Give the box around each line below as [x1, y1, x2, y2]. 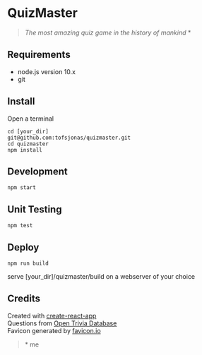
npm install [7, 146, 42, 153]
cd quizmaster [7, 140, 49, 148]
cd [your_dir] [7, 128, 49, 135]
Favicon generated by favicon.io [7, 326, 101, 335]
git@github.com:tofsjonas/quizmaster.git [7, 134, 131, 141]
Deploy [7, 241, 40, 253]
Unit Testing [7, 203, 62, 215]
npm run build [7, 260, 49, 267]
